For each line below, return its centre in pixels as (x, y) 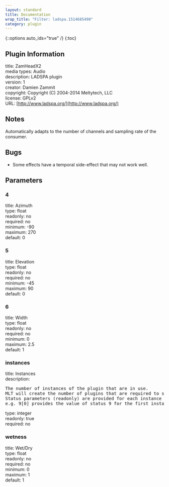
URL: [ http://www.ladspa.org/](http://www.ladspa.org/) (62, 104)
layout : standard (23, 10)
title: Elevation (20, 261)
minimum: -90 (20, 227)
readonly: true (20, 419)
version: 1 (15, 82)
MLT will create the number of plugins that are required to (82, 394)
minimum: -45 (20, 283)
